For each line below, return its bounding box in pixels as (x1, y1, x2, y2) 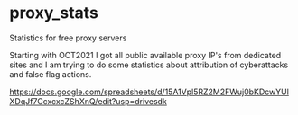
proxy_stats (9, 3, 99, 23)
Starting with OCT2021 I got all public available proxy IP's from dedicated (9, 49, 282, 60)
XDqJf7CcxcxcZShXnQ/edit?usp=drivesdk (9, 95, 167, 106)
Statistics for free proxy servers (9, 32, 127, 43)
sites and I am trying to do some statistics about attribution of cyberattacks (9, 59, 289, 70)
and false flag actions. (9, 68, 92, 79)
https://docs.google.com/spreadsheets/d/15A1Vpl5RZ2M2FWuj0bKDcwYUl (9, 86, 289, 97)
